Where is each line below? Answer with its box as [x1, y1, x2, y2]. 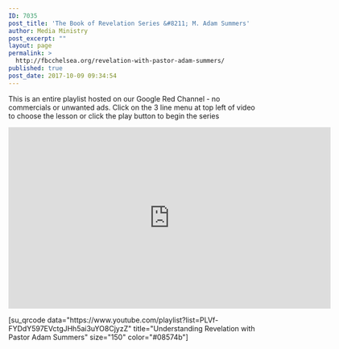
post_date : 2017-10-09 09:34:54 [8, 72, 117, 80]
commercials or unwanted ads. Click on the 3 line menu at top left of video [8, 102, 255, 112]
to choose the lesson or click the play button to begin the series [8, 110, 220, 121]
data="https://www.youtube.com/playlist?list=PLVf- [47, 315, 219, 325]
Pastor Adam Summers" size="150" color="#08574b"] [8, 332, 189, 342]
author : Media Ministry [8, 27, 89, 35]
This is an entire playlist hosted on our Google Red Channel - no [8, 93, 221, 103]
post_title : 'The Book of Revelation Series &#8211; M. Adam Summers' [8, 19, 250, 27]
